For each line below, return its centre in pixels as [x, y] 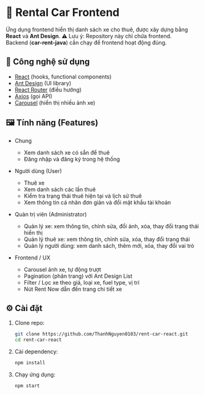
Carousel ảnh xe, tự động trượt [63, 269]
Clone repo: [29, 323]
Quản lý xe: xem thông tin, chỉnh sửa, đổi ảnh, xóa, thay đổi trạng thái [111, 226]
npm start [27, 386]
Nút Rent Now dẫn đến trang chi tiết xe [73, 289]
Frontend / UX [32, 258]
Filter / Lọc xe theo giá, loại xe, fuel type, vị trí [81, 282]
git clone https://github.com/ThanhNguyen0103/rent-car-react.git [101, 334]
